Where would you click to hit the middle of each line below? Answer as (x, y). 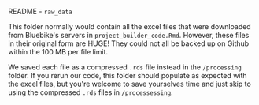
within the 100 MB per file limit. (58, 52)
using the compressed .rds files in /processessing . (91, 92)
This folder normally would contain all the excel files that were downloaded (129, 26)
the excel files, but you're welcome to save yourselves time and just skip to (130, 84)
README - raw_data (40, 11)
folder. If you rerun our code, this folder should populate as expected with (128, 75)
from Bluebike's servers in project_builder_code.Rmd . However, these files (129, 35)
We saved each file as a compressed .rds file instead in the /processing (125, 67)
